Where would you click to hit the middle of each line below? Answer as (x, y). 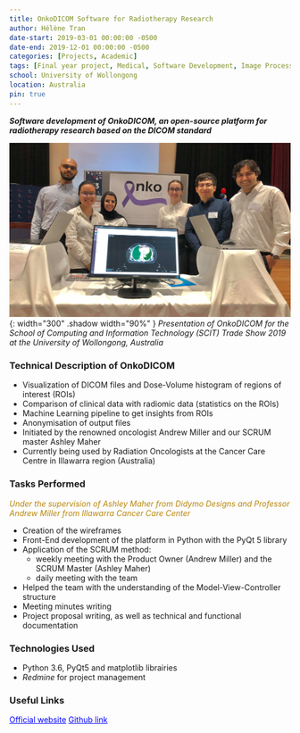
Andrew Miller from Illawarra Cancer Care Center (100, 512)
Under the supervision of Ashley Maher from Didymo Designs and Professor (150, 504)
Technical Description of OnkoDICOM (92, 366)
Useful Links (37, 700)
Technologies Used (52, 648)
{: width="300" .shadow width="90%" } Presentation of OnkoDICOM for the (150, 324)
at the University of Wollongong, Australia (86, 343)
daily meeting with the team (87, 578)
